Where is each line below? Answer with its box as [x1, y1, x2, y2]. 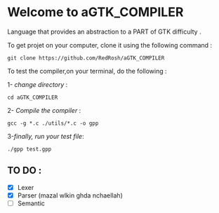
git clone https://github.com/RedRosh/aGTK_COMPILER [7, 54, 165, 62]
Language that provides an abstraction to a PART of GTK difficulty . [7, 27, 201, 36]
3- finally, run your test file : [7, 132, 84, 140]
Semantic [17, 199, 46, 207]
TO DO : [7, 165, 42, 177]
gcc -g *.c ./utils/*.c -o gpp [7, 120, 99, 127]
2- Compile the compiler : [7, 106, 81, 114]
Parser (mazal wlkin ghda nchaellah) [17, 191, 123, 200]
